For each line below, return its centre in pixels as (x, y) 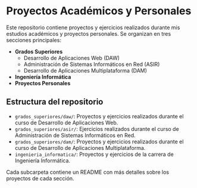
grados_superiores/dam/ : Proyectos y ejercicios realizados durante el (99, 142)
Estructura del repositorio (55, 102)
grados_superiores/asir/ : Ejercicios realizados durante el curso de (97, 129)
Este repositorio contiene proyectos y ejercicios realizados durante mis (93, 27)
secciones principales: (34, 40)
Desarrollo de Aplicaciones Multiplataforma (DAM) (85, 70)
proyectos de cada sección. (40, 178)
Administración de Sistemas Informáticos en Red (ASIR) (92, 64)
